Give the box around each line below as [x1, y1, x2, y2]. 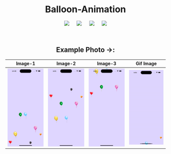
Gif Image [135, 60, 157, 67]
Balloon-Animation [45, 4, 126, 15]
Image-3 [97, 60, 117, 67]
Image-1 [16, 60, 36, 67]
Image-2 [56, 60, 76, 67]
